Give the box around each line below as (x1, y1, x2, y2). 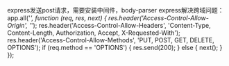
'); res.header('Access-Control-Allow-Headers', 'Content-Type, (31, 22, 211, 29)
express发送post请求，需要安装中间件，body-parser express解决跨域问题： (7, 6, 224, 14)
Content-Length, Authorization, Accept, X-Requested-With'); (7, 28, 180, 37)
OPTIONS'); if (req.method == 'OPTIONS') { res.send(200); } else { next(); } (7, 44, 223, 51)
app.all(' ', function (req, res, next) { (7, 14, 108, 22)
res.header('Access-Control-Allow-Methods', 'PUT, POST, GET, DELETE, (7, 36, 215, 44)
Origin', (7, 22, 28, 29)
